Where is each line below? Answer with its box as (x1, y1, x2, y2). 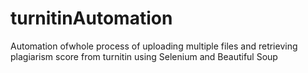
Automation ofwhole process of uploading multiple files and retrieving (10, 40, 298, 52)
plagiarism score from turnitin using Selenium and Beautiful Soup (10, 50, 278, 62)
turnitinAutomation (10, 7, 173, 30)
